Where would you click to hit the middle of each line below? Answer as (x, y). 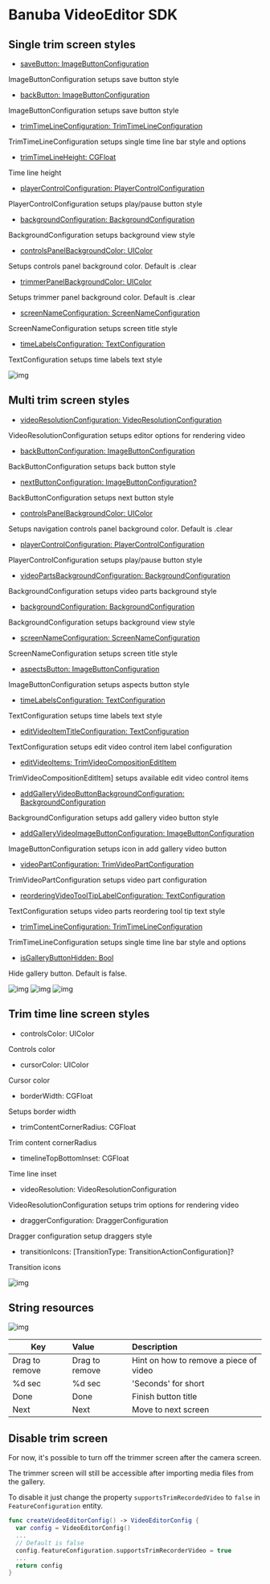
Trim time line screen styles (79, 1014)
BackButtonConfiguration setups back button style (92, 466)
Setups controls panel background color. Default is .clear (102, 266)
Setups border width (42, 1111)
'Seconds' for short (168, 1384)
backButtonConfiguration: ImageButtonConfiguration (107, 451)
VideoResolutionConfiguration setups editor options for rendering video (127, 435)
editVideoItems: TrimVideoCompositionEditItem (98, 762)
